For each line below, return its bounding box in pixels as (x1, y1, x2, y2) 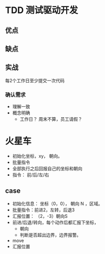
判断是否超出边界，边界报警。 (19, 231, 81, 238)
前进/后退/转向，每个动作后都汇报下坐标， (12, 219, 99, 225)
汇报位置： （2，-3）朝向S (12, 213, 68, 219)
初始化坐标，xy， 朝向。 (12, 153, 63, 159)
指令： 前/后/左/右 (12, 172, 49, 178)
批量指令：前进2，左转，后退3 (12, 206, 75, 213)
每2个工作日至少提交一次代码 (5, 77, 65, 83)
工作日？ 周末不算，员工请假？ (19, 116, 83, 122)
